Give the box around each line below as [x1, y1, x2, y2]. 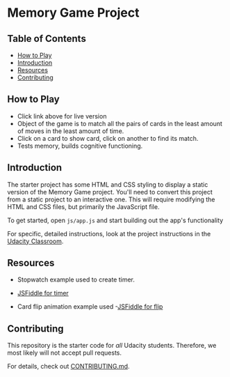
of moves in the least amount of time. [17, 127, 124, 135]
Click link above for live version [17, 111, 107, 120]
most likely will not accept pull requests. [7, 348, 122, 357]
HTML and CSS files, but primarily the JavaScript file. [7, 202, 160, 210]
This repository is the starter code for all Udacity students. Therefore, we [7, 341, 217, 350]
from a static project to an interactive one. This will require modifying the [7, 195, 215, 203]
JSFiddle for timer [17, 289, 69, 298]
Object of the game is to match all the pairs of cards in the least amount [17, 119, 222, 128]
